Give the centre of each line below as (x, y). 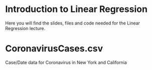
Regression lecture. (25, 28)
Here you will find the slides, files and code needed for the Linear (73, 23)
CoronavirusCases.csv (54, 49)
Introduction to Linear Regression (77, 9)
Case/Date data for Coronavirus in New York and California (66, 62)
